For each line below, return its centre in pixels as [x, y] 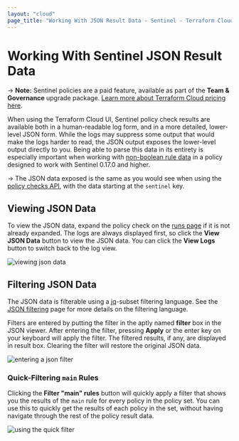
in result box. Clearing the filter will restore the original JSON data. [105, 346]
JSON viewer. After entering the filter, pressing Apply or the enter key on [114, 331]
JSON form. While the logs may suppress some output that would [118, 134]
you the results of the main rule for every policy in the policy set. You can [114, 401]
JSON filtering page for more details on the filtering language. [98, 309]
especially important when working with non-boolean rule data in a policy [115, 157]
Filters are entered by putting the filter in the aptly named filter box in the [115, 323]
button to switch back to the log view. [62, 248]
